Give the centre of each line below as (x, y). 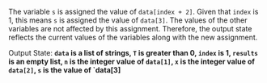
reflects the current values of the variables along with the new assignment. (133, 37)
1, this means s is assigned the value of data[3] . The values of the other (128, 20)
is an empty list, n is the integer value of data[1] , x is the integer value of (131, 61)
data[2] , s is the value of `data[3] (65, 70)
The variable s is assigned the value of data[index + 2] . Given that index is (133, 12)
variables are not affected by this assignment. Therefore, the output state (130, 29)
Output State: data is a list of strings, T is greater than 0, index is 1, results (133, 53)
